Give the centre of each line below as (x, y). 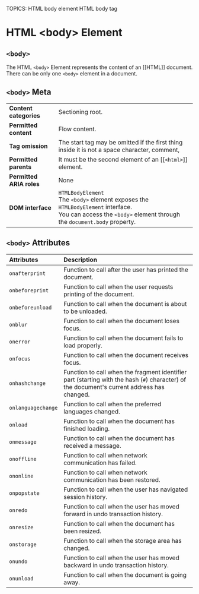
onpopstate (24, 493)
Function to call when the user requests (118, 286)
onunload (21, 578)
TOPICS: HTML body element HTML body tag (62, 9)
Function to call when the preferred (112, 404)
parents (20, 167)
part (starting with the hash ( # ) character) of (125, 380)
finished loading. (86, 428)
